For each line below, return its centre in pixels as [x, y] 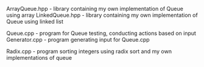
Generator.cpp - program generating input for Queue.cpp [78, 40]
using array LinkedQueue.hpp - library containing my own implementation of [102, 15]
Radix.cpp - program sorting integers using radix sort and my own [89, 51]
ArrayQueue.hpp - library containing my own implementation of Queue [95, 9]
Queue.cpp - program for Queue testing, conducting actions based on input [101, 33]
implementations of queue [39, 58]
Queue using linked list [35, 21]
